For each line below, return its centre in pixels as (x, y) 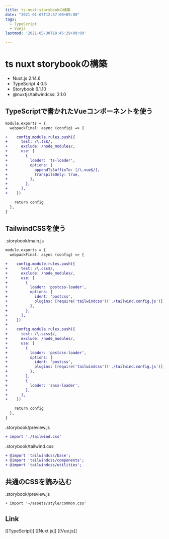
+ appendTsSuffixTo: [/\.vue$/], (53, 170)
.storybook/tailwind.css (29, 446)
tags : (11, 19)
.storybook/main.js (25, 241)
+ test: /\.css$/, (30, 268)
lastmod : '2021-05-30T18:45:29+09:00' (46, 33)
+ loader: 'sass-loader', (43, 385)
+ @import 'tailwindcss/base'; (38, 456)
